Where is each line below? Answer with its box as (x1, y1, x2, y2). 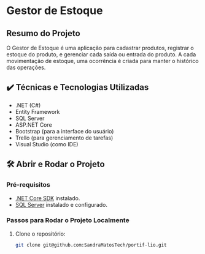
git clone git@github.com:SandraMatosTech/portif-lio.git (15, 242, 167, 248)
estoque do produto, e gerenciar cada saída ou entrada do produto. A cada (6, 51, 196, 58)
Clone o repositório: (15, 230, 66, 237)
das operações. (6, 64, 46, 71)
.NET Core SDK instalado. (15, 194, 80, 202)
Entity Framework (15, 108, 60, 115)
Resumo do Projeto (6, 28, 81, 39)
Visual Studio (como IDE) (15, 140, 79, 148)
